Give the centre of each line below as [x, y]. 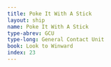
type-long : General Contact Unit [56, 40]
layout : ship [26, 20]
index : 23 [22, 53]
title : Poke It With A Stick [50, 14]
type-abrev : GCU [31, 33]
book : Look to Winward [40, 46]
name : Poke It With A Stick [48, 27]
